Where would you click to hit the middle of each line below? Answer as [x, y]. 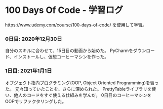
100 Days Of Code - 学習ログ [64, 10]
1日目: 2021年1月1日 [28, 71]
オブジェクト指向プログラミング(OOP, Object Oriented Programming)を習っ [82, 83]
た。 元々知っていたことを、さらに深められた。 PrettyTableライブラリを [79, 89]
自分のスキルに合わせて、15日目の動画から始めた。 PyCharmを [69, 51]
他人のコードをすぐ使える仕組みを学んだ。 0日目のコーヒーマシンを [82, 95]
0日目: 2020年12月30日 [34, 39]
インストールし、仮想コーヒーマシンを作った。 [61, 57]
